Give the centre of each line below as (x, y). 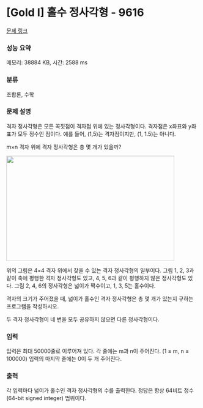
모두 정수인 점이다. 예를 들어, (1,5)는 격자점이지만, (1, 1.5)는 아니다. (97, 134)
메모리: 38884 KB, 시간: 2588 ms (47, 62)
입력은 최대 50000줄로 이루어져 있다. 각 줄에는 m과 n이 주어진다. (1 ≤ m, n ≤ (98, 351)
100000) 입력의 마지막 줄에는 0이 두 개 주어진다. (64, 359)
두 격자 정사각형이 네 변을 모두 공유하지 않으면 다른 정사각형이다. (83, 319)
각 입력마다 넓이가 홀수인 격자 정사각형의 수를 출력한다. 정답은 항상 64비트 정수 (100, 391)
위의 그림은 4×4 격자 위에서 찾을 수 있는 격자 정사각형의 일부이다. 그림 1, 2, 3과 (100, 270)
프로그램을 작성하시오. (33, 306)
